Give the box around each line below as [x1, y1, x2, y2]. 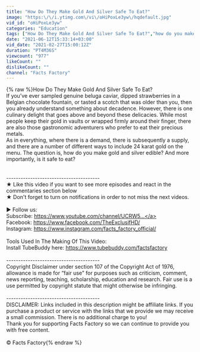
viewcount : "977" [6, 53, 49, 59]
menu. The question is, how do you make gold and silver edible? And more [6, 149, 189, 157]
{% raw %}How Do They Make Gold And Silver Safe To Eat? [6, 86, 153, 93]
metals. [6, 130, 24, 138]
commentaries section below [6, 187, 77, 194]
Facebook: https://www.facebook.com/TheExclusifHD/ [6, 219, 140, 226]
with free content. [6, 326, 50, 334]
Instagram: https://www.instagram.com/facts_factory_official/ [6, 225, 157, 232]
